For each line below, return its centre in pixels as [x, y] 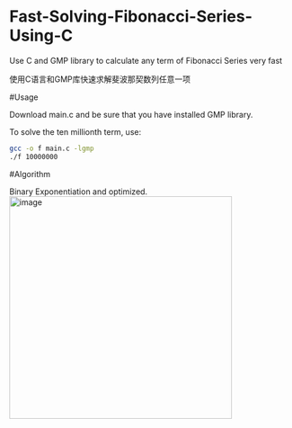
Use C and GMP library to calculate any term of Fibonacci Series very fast [146, 60]
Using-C [41, 36]
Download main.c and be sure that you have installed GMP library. [131, 114]
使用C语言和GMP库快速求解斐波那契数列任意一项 [100, 79]
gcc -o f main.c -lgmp [52, 148]
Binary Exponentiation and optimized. [79, 192]
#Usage [24, 97]
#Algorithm [30, 174]
